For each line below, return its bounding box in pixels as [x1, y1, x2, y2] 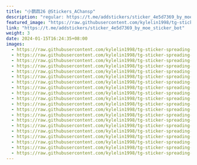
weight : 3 [6, 30, 30, 36]
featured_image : [6, 19, 46, 25]
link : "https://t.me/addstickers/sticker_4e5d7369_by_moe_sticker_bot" [6, 25, 185, 31]
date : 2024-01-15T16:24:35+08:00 [6, 36, 88, 42]
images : [6, 42, 25, 47]
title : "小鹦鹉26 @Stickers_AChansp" [6, 8, 96, 15]
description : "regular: [6, 14, 64, 20]
